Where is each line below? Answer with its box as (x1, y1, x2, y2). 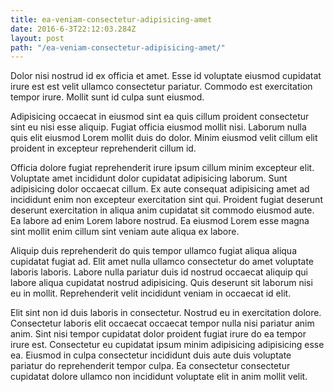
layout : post (10, 33, 65, 43)
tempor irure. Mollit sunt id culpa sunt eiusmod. (10, 91, 205, 103)
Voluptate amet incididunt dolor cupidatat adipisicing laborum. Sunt (10, 172, 288, 185)
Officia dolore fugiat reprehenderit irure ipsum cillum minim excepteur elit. (10, 162, 315, 174)
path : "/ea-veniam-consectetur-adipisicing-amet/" (10, 42, 226, 53)
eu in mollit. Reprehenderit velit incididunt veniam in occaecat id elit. (10, 287, 292, 300)
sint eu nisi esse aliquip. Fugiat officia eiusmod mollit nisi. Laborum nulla (10, 121, 307, 133)
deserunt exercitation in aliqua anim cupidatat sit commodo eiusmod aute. (10, 204, 315, 216)
